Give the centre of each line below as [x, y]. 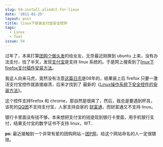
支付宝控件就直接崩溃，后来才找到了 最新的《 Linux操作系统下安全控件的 [81, 84]
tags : [10, 28]
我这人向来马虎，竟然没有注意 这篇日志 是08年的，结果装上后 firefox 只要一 [79, 78]
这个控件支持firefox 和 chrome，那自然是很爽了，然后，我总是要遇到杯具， [80, 101]
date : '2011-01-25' [25, 14]
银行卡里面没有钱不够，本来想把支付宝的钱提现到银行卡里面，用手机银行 [77, 117]
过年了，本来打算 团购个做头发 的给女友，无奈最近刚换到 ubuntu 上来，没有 [80, 55]
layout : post [18, 18]
